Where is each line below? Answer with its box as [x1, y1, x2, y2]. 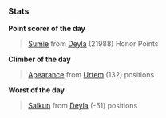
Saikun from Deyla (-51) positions [27, 101, 138, 111]
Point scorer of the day [8, 24, 86, 33]
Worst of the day [8, 85, 65, 95]
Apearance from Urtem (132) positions [27, 70, 155, 80]
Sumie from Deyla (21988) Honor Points [27, 39, 159, 49]
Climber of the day [8, 54, 72, 65]
